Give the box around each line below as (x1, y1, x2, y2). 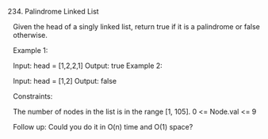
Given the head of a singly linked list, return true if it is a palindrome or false (13, 22, 261, 31)
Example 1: (13, 46, 48, 54)
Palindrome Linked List (24, 7, 99, 16)
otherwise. (13, 31, 48, 39)
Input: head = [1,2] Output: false (13, 77, 117, 85)
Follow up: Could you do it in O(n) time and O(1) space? (13, 122, 193, 131)
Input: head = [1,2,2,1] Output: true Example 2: (13, 61, 163, 70)
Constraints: (13, 92, 53, 101)
